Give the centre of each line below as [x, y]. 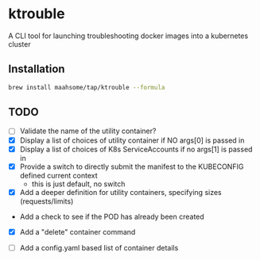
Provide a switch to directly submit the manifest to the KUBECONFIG [132, 166]
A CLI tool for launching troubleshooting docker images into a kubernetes [128, 36]
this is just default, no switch [78, 184]
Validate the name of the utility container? [88, 131]
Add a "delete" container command [78, 231]
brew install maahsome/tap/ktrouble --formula [87, 87]
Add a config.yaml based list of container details [99, 247]
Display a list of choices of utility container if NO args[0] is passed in [132, 140]
